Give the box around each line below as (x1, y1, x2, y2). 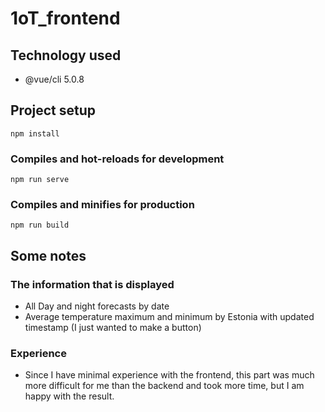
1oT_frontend (10, 7, 121, 30)
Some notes (10, 247, 87, 264)
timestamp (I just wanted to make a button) (24, 322, 202, 334)
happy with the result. (24, 390, 115, 402)
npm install (10, 128, 60, 139)
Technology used (10, 47, 122, 64)
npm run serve (10, 175, 70, 185)
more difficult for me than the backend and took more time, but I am (24, 380, 305, 392)
